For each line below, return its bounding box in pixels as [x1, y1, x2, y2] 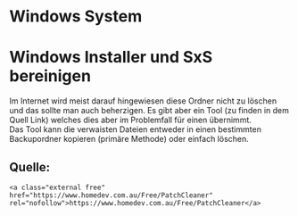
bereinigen [9, 66, 92, 87]
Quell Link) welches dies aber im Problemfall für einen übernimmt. [9, 114, 252, 126]
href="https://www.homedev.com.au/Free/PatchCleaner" [9, 190, 214, 200]
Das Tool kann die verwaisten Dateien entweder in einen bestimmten [9, 124, 261, 135]
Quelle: [9, 159, 51, 175]
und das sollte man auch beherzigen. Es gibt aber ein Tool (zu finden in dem [9, 105, 290, 116]
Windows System [9, 6, 143, 27]
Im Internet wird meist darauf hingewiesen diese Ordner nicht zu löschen [9, 96, 277, 106]
